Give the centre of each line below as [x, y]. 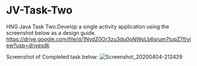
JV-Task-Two [39, 10]
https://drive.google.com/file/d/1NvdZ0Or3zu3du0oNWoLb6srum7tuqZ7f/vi [99, 39]
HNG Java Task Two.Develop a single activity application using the [88, 27]
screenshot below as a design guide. [51, 32]
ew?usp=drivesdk [28, 45]
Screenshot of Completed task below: [53, 57]
